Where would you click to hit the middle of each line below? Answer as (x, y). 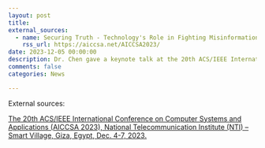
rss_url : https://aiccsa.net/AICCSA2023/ (91, 45)
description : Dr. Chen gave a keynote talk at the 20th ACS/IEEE (118, 60)
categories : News (37, 74)
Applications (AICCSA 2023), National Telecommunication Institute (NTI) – (129, 127)
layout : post (30, 15)
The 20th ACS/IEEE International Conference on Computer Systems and (125, 118)
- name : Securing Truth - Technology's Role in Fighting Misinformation (137, 37)
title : (19, 23)
